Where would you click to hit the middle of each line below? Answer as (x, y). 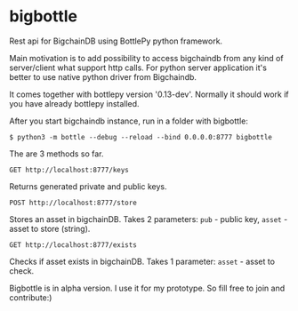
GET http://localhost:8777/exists (73, 245)
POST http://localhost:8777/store (73, 203)
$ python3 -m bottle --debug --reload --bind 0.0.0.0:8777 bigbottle (141, 137)
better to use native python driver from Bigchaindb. (103, 76)
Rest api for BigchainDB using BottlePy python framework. (116, 41)
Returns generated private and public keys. (88, 186)
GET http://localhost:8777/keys (69, 170)
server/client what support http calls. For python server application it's (138, 68)
